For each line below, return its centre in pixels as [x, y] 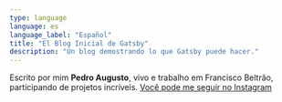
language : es [34, 26]
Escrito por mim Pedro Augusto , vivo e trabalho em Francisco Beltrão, [141, 77]
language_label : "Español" [61, 35]
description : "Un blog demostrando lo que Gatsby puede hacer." [134, 52]
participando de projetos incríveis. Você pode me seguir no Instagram [141, 87]
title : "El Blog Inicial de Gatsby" [79, 43]
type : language [38, 18]
